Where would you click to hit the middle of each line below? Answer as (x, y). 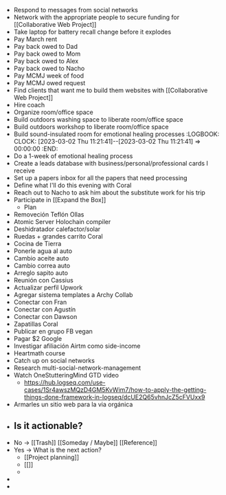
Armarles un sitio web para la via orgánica (73, 404)
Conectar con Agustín (45, 309)
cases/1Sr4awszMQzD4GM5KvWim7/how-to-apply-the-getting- (115, 390)
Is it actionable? (48, 426)
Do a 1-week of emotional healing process (73, 156)
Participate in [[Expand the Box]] (60, 200)
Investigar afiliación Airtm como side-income (77, 346)
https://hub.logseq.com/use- (65, 382)
